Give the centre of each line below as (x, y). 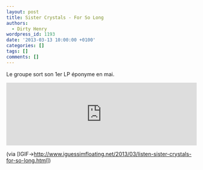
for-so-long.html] (28, 160)
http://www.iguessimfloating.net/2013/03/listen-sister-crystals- (113, 154)
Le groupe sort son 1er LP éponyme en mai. (60, 74)
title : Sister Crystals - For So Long (55, 18)
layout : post (23, 12)
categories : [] (25, 46)
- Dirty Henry (29, 29)
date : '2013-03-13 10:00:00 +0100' (51, 40)
